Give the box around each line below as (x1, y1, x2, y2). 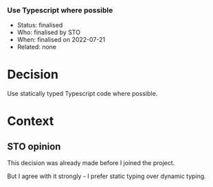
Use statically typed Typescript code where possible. (7, 90, 158, 98)
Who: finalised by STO (16, 28, 81, 36)
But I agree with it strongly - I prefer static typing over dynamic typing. (7, 172, 206, 180)
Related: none (16, 43, 57, 51)
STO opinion (7, 140, 61, 152)
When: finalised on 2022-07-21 (16, 36, 105, 44)
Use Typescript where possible (7, 5, 113, 15)
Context (7, 114, 54, 129)
